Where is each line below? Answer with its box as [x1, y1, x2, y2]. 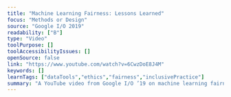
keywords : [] [7, 67, 45, 74]
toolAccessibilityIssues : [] [7, 48, 91, 55]
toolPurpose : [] [7, 42, 54, 48]
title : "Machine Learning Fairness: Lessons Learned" [7, 10, 165, 17]
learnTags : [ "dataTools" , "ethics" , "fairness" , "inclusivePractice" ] [7, 73, 205, 81]
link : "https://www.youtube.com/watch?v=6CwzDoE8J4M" [7, 61, 165, 68]
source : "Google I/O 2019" [7, 23, 85, 29]
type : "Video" [7, 36, 48, 42]
